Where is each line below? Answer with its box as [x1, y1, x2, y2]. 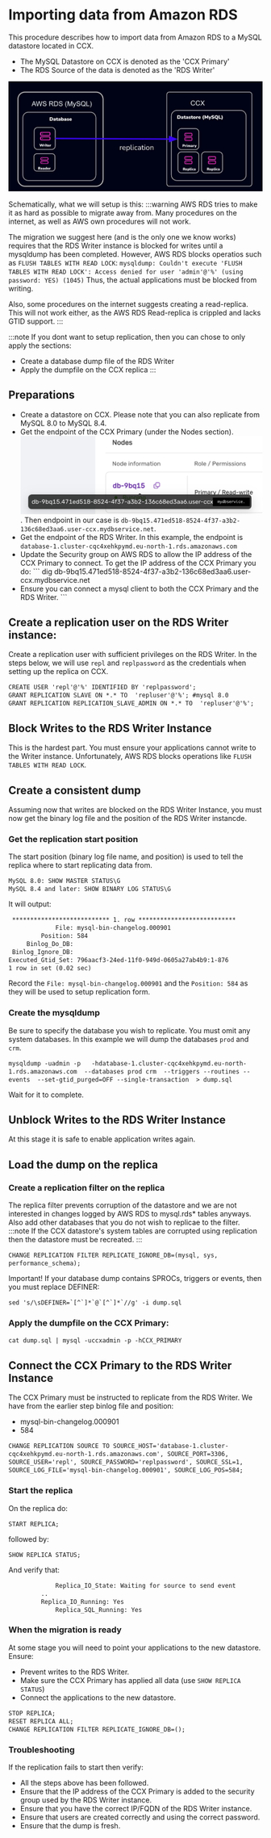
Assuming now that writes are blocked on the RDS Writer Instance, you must [8, 805, 262, 814]
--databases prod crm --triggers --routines [84, 1067, 240, 1075]
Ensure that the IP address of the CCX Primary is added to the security [19, 1786, 256, 1797]
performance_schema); [8, 1259, 81, 1268]
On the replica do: [8, 1503, 69, 1513]
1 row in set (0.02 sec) [8, 965, 92, 973]
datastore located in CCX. [8, 40, 94, 50]
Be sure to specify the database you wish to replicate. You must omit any [8, 1025, 251, 1035]
